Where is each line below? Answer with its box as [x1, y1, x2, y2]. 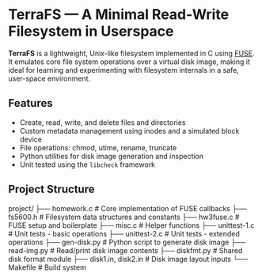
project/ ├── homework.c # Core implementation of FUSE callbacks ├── [8, 203, 248, 213]
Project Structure [8, 183, 95, 196]
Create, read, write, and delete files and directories [19, 117, 186, 127]
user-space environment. [8, 74, 91, 83]
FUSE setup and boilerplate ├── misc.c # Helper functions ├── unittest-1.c [8, 220, 255, 230]
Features [8, 96, 53, 110]
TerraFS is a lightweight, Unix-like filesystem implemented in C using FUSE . [8, 48, 255, 58]
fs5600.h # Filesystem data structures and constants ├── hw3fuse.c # [8, 212, 240, 221]
